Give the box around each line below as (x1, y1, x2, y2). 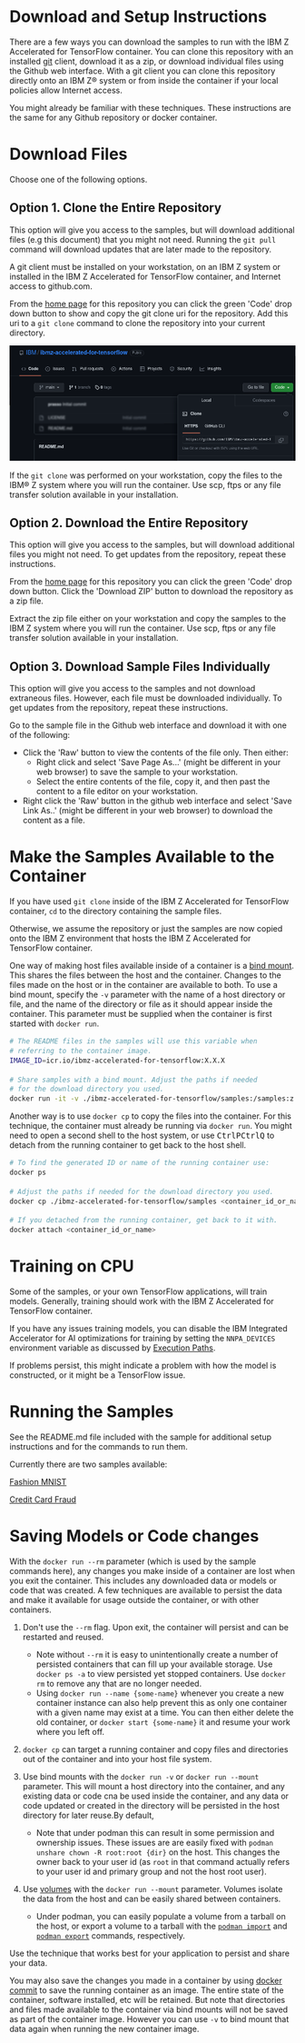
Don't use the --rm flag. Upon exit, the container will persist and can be (22, 1622, 289, 1632)
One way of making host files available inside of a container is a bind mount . (9, 961, 295, 972)
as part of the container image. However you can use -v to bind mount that (9, 2014, 290, 2024)
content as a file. (22, 815, 86, 826)
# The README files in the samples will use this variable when (9, 1037, 258, 1046)
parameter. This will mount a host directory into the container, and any (22, 1781, 286, 1791)
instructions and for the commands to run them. (9, 1441, 188, 1452)
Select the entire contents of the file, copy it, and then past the (35, 776, 271, 787)
